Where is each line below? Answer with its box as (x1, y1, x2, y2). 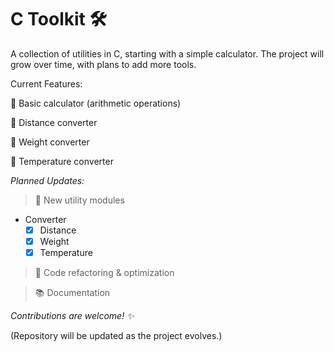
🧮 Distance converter (10, 116, 98, 128)
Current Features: (10, 77, 83, 90)
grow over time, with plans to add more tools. (10, 58, 197, 70)
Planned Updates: (10, 174, 85, 186)
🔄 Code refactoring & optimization (34, 267, 175, 279)
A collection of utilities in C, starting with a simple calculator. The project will (10, 47, 325, 60)
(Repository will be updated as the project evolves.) (10, 330, 223, 342)
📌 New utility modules (34, 194, 125, 206)
